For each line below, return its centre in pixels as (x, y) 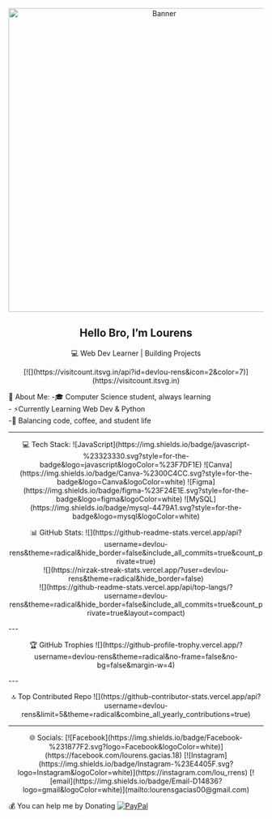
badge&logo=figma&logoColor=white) (119, 499)
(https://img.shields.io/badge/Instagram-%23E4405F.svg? (136, 764)
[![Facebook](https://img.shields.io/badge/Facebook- (154, 737)
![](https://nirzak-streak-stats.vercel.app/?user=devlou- (136, 569)
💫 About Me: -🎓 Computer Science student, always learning (110, 396)
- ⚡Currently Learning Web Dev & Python (77, 408)
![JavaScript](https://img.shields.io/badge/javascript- (161, 444)
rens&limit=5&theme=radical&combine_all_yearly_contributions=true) (136, 714)
